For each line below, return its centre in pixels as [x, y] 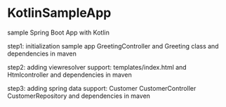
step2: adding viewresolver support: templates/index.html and [97, 67]
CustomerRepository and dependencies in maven [79, 96]
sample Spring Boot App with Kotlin [59, 32]
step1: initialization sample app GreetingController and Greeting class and [113, 46]
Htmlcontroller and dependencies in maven [69, 75]
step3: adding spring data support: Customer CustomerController [102, 88]
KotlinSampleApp [59, 13]
